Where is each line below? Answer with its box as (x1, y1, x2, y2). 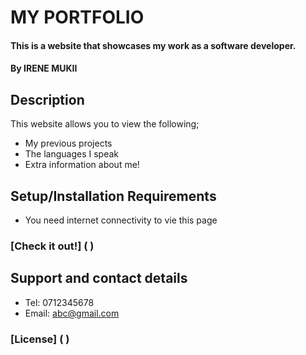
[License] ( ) (10, 332, 70, 346)
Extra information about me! (24, 159, 140, 171)
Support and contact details (10, 270, 188, 287)
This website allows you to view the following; (10, 118, 200, 130)
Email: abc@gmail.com (24, 307, 120, 319)
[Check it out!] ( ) (10, 239, 95, 253)
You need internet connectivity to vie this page (24, 214, 218, 226)
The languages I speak (24, 148, 120, 160)
